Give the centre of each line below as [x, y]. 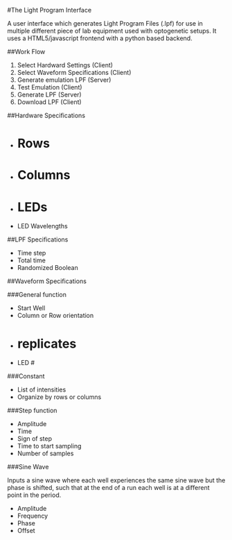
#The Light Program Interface [50, 10]
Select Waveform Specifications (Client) [74, 73]
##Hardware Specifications [46, 115]
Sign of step [35, 439]
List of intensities [42, 390]
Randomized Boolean [47, 268]
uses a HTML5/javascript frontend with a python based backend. [100, 38]
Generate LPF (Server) [49, 94]
